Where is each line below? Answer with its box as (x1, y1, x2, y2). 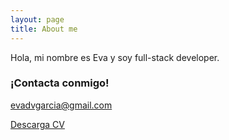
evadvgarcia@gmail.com (10, 99, 113, 111)
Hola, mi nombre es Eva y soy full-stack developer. (10, 51, 220, 63)
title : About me (10, 24, 78, 34)
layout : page (10, 14, 65, 25)
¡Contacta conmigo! (10, 76, 110, 90)
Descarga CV (10, 118, 65, 130)
